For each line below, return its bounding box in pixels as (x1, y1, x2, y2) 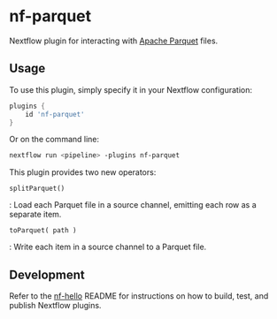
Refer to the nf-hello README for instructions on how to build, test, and (9, 291, 269, 301)
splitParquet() (9, 184, 65, 194)
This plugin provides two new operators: (9, 167, 157, 178)
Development (9, 267, 86, 282)
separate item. (9, 209, 62, 220)
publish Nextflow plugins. (9, 300, 102, 311)
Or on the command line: (9, 134, 100, 145)
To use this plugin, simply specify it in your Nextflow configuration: (9, 84, 253, 95)
